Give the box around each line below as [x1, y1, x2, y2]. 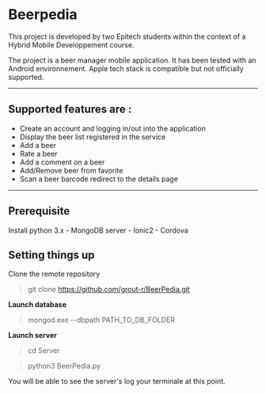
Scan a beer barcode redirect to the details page [19, 174, 178, 184]
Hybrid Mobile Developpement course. [8, 40, 135, 49]
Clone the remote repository [8, 269, 101, 278]
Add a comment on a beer [19, 157, 105, 167]
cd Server [27, 346, 60, 355]
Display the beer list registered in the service [19, 132, 166, 142]
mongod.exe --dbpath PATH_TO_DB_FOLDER [27, 315, 176, 325]
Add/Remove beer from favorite [19, 165, 123, 175]
